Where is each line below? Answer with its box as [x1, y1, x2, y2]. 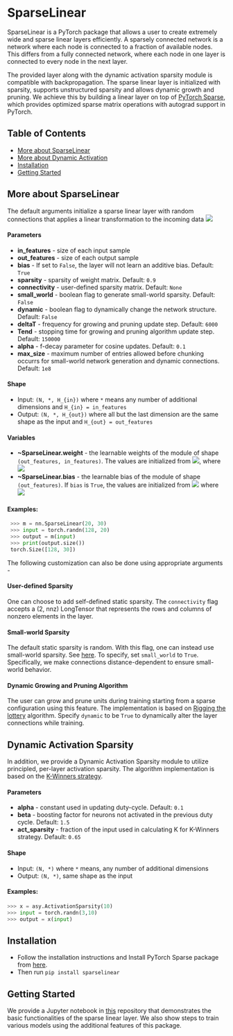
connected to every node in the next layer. [7, 57, 128, 65]
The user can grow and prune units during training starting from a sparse [7, 697, 216, 705]
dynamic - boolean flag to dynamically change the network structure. [17, 305, 217, 313]
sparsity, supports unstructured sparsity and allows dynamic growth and [7, 85, 215, 94]
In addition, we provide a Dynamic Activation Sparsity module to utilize [7, 757, 209, 766]
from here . [17, 960, 48, 969]
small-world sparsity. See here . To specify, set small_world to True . [7, 650, 199, 659]
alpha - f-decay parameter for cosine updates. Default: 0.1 [17, 342, 186, 350]
